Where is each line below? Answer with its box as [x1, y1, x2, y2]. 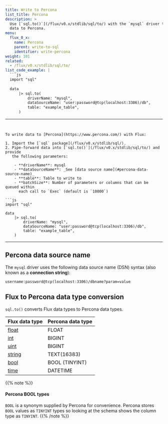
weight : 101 [5, 53, 30, 59]
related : [5, 58, 23, 63]
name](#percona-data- [103, 167, 149, 172]
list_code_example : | [5, 68, 50, 73]
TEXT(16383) [47, 350, 81, 357]
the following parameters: [11, 154, 68, 159]
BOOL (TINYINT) [47, 358, 87, 365]
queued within [5, 184, 35, 189]
